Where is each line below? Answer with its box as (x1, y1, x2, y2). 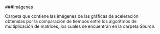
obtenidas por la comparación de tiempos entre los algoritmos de (5, 19, 137, 24)
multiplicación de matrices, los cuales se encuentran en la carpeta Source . (5, 23, 156, 29)
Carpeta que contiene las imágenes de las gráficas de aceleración (5, 13, 138, 19)
